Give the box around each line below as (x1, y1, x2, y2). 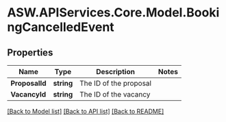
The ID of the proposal (79, 79, 152, 88)
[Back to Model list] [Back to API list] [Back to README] (7, 108, 164, 115)
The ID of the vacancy (79, 90, 151, 99)
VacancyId (10, 90, 47, 99)
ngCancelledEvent (7, 19, 114, 35)
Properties (7, 47, 53, 58)
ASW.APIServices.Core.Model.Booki (7, 5, 220, 21)
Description (95, 67, 136, 76)
